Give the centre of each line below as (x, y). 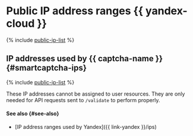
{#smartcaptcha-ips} (47, 68)
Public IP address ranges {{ (75, 11)
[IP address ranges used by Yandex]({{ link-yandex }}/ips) (86, 126)
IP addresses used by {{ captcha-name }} (85, 58)
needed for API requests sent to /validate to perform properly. (83, 100)
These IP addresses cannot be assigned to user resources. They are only (96, 94)
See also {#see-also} (33, 113)
